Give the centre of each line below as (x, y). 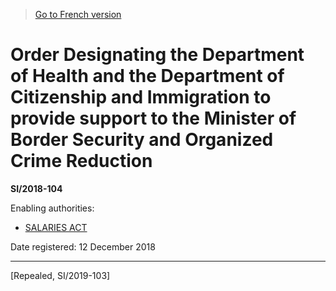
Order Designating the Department (157, 55)
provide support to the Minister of (153, 118)
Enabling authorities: (52, 208)
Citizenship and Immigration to (141, 97)
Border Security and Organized (142, 140)
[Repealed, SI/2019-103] (60, 275)
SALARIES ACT (56, 227)
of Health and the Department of (147, 76)
